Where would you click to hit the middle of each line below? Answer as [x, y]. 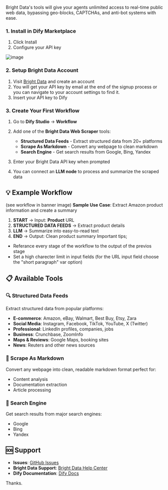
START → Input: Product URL [44, 220]
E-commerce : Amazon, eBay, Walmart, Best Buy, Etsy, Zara [75, 318]
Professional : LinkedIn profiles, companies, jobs [63, 329]
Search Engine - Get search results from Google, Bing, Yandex [86, 152]
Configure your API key [37, 47]
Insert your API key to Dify [40, 97]
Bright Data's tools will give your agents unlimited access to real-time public [84, 7]
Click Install [25, 42]
